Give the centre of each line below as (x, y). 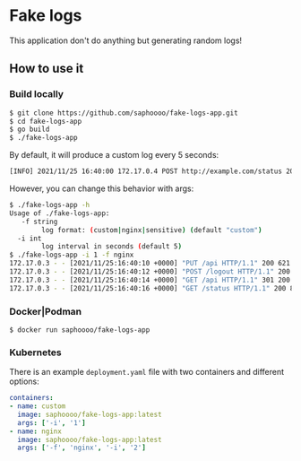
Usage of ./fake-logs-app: (60, 213)
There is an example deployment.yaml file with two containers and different (147, 372)
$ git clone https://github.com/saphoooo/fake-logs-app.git (124, 113)
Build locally (37, 94)
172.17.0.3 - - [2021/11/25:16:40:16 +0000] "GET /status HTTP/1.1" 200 (148, 288)
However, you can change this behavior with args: (102, 188)
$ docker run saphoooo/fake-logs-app (80, 330)
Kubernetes (35, 352)
